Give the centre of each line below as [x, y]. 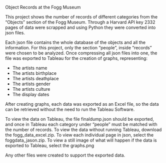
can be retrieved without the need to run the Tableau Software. [70, 109]
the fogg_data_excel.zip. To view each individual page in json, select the [79, 135]
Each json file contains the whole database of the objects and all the [75, 42]
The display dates [31, 94]
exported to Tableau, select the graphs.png [50, 146]
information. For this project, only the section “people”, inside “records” [78, 48]
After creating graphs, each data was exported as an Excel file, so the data [82, 104]
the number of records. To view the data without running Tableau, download [83, 130]
